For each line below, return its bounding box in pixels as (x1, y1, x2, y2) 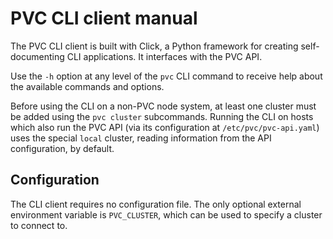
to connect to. (10, 219, 68, 231)
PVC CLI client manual (10, 7, 198, 30)
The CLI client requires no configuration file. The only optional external (10, 198, 302, 210)
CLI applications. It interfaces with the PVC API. (66, 50, 263, 62)
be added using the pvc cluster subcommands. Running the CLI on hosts (10, 110, 314, 122)
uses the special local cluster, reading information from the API (10, 132, 272, 144)
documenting (10, 50, 65, 62)
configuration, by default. (10, 142, 115, 154)
